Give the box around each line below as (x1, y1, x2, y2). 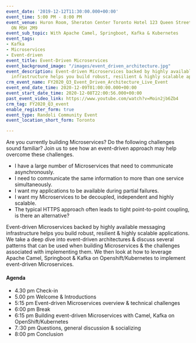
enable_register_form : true (6, 107, 75, 112)
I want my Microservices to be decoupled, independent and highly (14, 194, 174, 201)
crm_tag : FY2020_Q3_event (6, 101, 69, 107)
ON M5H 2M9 (11, 25, 38, 31)
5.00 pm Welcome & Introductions (14, 293, 97, 300)
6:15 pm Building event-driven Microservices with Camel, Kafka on (14, 312, 175, 319)
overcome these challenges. (6, 151, 74, 158)
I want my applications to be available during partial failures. (14, 187, 159, 194)
